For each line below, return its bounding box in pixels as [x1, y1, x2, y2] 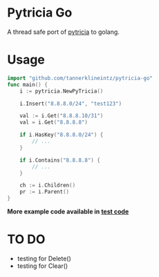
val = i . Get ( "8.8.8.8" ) [19, 119, 88, 126]
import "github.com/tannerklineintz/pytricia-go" [7, 75, 153, 82]
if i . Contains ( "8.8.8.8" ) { [19, 157, 100, 164]
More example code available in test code [7, 207, 129, 216]
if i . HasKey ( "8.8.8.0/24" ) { [19, 131, 104, 139]
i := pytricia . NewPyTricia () [19, 88, 104, 95]
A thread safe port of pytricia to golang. [7, 28, 120, 36]
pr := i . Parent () [19, 189, 70, 195]
